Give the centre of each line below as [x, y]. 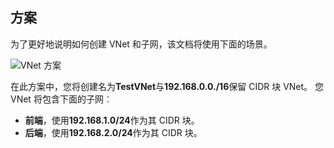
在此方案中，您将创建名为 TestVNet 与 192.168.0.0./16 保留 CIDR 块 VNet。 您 [167, 86]
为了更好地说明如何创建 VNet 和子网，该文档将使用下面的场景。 [141, 44]
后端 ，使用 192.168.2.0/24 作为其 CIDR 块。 [113, 132]
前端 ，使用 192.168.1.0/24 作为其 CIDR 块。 [112, 120]
